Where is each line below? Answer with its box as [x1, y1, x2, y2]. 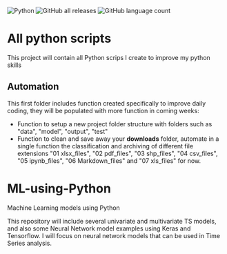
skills [7, 61, 22, 69]
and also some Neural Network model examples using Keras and [7, 224, 191, 233]
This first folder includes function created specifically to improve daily [7, 99, 206, 107]
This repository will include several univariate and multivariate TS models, [7, 217, 217, 225]
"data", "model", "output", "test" [17, 127, 108, 135]
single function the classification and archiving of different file [17, 141, 194, 150]
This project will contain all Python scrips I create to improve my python [7, 53, 210, 61]
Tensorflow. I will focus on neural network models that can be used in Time [7, 231, 221, 240]
